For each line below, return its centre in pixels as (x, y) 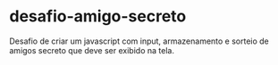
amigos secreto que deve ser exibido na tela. (92, 50)
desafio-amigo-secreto (98, 16)
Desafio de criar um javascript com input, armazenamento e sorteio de (139, 41)
